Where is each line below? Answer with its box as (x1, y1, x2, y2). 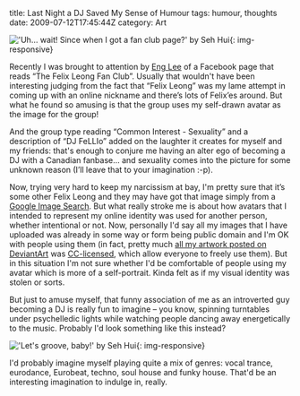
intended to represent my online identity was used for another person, (9, 211, 268, 220)
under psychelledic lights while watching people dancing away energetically (9, 314, 291, 323)
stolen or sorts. (9, 277, 65, 288)
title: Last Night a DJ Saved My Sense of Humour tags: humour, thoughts (9, 8, 278, 18)
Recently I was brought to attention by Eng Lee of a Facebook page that (9, 62, 275, 72)
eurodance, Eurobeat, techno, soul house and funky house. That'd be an (9, 367, 277, 377)
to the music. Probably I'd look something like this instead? (9, 323, 227, 333)
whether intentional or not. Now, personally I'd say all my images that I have (9, 220, 288, 230)
